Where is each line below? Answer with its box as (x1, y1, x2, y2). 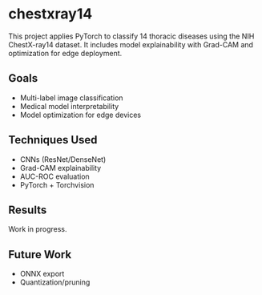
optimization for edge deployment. (8, 48, 123, 58)
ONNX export (19, 269, 65, 279)
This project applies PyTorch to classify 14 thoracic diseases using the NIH (8, 31, 255, 41)
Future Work (8, 248, 72, 261)
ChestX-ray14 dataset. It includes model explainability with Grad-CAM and (8, 39, 254, 49)
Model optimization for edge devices (19, 110, 142, 119)
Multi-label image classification (19, 93, 123, 103)
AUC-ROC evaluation (19, 172, 90, 181)
